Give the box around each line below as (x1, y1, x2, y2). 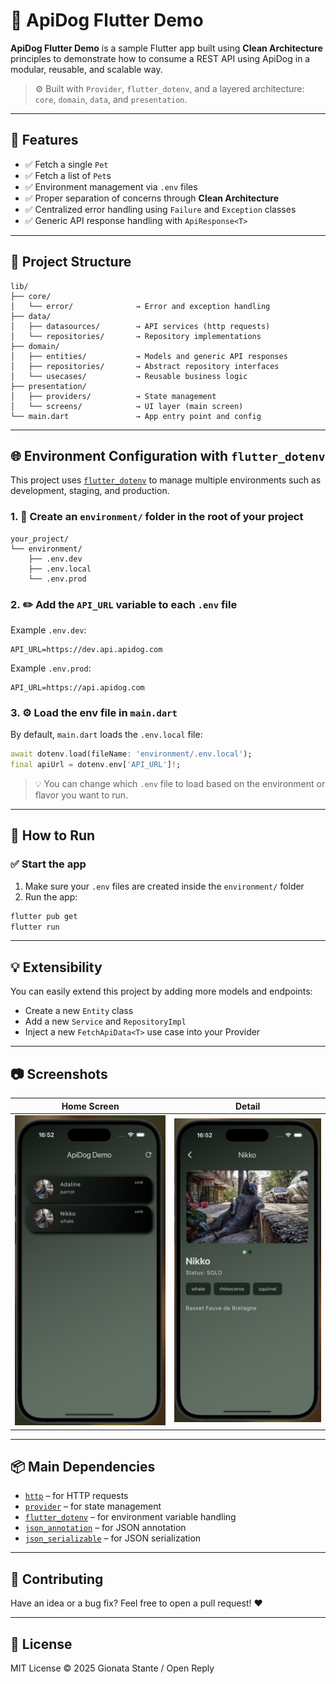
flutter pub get (10, 911, 78, 921)
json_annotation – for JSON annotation (24, 1522, 187, 1534)
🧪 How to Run (10, 827, 96, 844)
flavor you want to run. (34, 789, 129, 801)
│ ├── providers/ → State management (10, 391, 217, 401)
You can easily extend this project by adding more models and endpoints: (10, 985, 313, 998)
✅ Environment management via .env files (24, 180, 198, 193)
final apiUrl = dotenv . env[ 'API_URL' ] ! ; (10, 760, 182, 770)
